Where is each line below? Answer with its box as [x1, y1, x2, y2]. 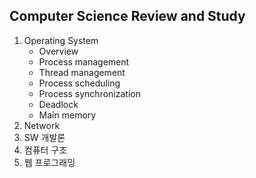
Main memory [38, 109, 97, 121]
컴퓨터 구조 [23, 144, 68, 156]
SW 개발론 [23, 131, 66, 143]
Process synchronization [38, 87, 141, 99]
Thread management [38, 66, 126, 78]
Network [23, 119, 61, 131]
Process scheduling [38, 77, 121, 89]
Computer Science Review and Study [9, 8, 246, 25]
